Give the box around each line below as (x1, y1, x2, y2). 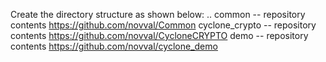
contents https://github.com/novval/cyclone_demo (10, 40, 218, 52)
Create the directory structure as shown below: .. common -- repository (10, 9, 306, 20)
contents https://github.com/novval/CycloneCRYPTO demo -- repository (10, 30, 309, 41)
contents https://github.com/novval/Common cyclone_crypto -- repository (10, 19, 317, 31)
